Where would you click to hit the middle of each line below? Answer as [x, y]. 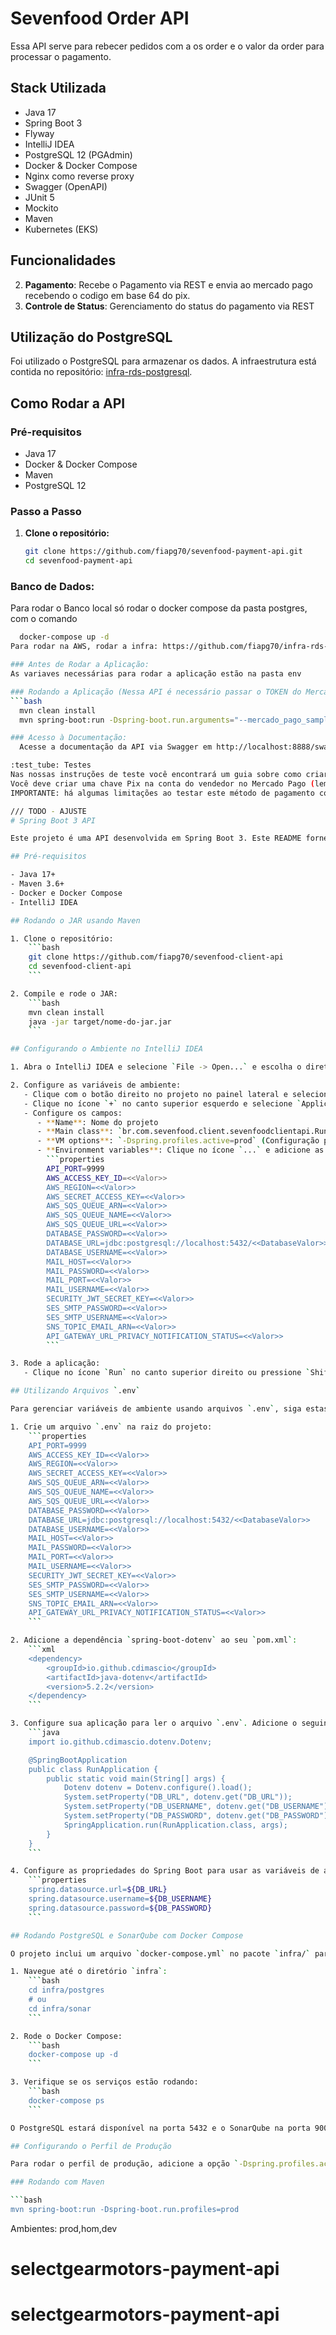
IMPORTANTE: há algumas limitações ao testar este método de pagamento [162, 793]
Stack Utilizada [58, 88]
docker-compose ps [66, 2100]
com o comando [44, 619]
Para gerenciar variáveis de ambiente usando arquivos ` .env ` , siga [156, 1409]
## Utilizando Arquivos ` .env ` [75, 1391]
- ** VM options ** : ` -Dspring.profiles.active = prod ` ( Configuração [178, 1141]
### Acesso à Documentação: [69, 738]
